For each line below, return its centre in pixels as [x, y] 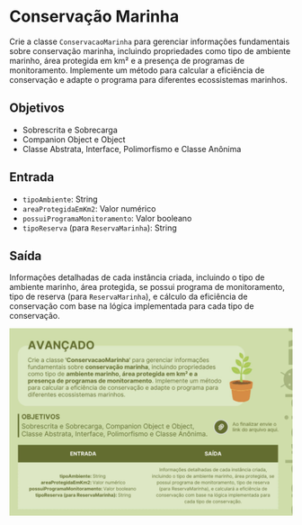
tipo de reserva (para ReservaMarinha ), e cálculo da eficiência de [129, 297]
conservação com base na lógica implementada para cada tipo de [132, 306]
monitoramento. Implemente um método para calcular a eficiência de [137, 70]
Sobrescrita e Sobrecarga [70, 130]
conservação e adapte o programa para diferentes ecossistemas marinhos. [148, 79]
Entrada [32, 177]
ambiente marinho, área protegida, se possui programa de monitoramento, [147, 287]
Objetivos [37, 109]
